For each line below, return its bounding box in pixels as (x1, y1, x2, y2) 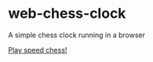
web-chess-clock (8, 5, 126, 22)
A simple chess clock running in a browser (8, 30, 145, 40)
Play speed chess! (8, 45, 67, 54)
